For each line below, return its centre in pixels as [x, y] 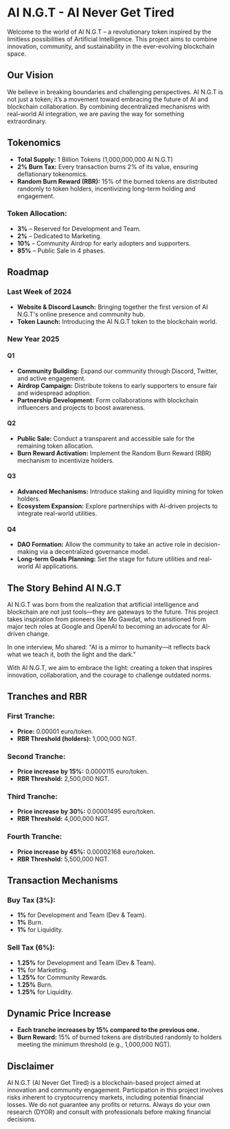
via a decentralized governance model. [94, 552]
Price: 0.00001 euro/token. [55, 731]
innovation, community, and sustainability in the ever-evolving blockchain [111, 46]
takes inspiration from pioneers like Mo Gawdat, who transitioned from [107, 619]
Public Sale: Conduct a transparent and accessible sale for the [106, 438]
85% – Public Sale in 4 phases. [61, 250]
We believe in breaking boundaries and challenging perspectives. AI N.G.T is [115, 92]
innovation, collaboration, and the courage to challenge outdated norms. [109, 675]
